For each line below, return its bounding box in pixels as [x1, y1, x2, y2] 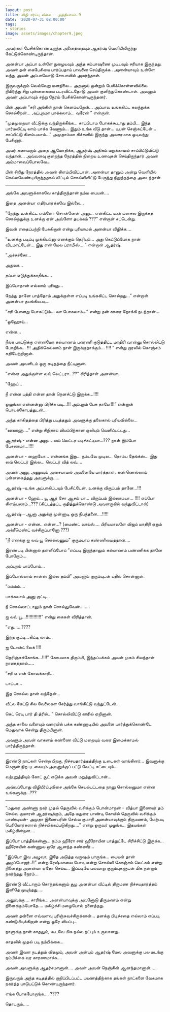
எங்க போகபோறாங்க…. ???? [5, 991, 59, 997]
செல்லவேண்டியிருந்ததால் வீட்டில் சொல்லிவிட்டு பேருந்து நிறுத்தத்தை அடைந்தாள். [5, 175, 162, 180]
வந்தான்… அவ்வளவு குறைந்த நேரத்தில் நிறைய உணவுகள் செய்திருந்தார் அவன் [5, 153, 158, 159]
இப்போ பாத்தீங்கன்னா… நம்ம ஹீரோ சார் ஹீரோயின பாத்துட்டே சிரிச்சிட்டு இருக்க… [5, 838, 164, 843]
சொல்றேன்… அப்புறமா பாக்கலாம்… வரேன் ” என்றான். [5, 110, 111, 116]
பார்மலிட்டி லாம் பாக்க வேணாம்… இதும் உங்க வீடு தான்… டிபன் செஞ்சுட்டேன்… [5, 125, 156, 132]
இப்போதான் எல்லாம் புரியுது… [5, 282, 63, 288]
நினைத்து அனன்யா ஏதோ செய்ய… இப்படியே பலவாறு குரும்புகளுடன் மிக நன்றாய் [5, 865, 157, 871]
